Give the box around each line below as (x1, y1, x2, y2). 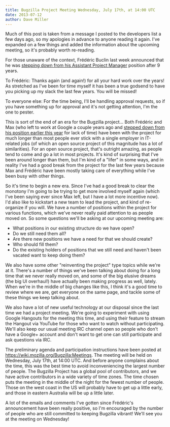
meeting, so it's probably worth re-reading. (5, 47, 95, 53)
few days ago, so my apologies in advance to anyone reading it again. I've (5, 36, 160, 42)
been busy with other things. (5, 173, 65, 179)
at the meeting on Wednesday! (5, 416, 70, 422)
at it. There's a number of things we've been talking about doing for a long (5, 268, 161, 274)
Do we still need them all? (12, 231, 66, 237)
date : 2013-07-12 (5, 12, 42, 17)
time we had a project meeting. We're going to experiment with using (5, 310, 150, 316)
